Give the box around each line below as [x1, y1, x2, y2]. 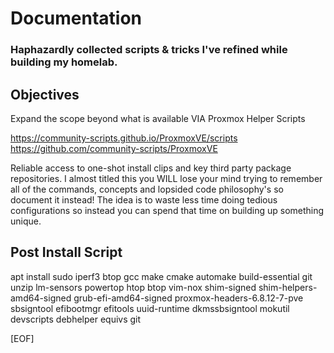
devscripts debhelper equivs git [10, 313, 142, 325]
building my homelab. [10, 55, 118, 69]
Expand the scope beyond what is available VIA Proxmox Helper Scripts [10, 112, 306, 124]
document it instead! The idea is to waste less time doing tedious [10, 193, 278, 206]
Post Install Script [10, 244, 123, 261]
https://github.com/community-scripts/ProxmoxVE [10, 142, 218, 154]
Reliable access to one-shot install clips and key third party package [10, 162, 292, 174]
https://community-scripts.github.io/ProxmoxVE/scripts [10, 132, 238, 144]
